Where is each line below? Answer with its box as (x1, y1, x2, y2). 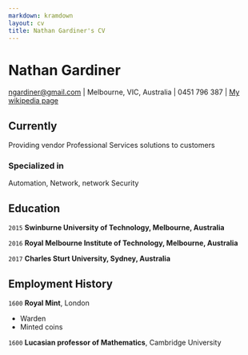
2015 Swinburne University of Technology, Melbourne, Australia (8, 223, 225, 233)
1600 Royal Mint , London (8, 298, 90, 308)
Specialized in (8, 161, 64, 172)
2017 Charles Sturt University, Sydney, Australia (8, 253, 170, 264)
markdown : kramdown (8, 11, 74, 20)
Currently (8, 119, 58, 133)
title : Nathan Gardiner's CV (8, 26, 106, 34)
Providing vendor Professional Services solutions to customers (8, 141, 215, 150)
